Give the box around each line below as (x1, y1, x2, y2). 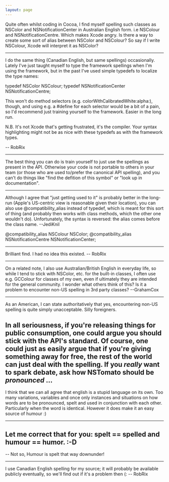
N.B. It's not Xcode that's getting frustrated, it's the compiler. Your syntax (5, 124, 157, 130)
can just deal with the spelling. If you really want (5, 360, 160, 369)
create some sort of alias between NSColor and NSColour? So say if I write (5, 37, 160, 43)
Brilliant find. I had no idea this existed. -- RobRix (5, 251, 107, 257)
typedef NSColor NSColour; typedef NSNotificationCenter (5, 83, 126, 89)
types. (5, 134, 19, 140)
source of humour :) (5, 411, 47, 417)
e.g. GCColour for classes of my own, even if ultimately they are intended (5, 276, 157, 282)
